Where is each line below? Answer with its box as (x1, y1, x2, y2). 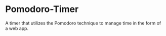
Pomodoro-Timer (5, 3, 79, 15)
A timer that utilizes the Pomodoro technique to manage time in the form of (5, 20, 161, 26)
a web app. (5, 25, 29, 31)
